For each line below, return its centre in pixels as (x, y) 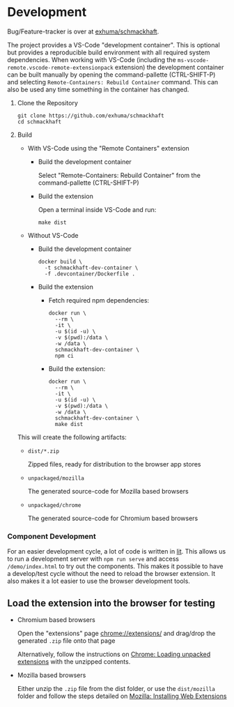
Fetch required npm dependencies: (99, 300)
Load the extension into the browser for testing (111, 603)
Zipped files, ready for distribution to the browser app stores (114, 464)
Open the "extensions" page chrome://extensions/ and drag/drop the (116, 633)
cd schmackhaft (39, 122)
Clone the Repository (48, 102)
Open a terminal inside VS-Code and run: (97, 209)
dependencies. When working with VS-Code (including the (92, 59)
